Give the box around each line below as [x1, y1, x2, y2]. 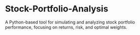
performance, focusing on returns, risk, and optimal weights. [5, 24, 127, 30]
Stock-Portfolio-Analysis [5, 3, 109, 14]
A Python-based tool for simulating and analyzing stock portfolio [5, 19, 136, 25]
